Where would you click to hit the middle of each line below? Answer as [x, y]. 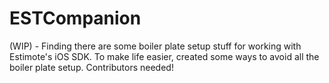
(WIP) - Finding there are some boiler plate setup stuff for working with [155, 46]
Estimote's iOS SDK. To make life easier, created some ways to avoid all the [164, 56]
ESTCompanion [75, 18]
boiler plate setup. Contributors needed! [91, 67]
